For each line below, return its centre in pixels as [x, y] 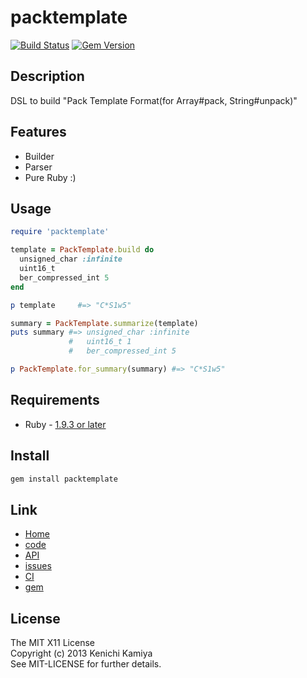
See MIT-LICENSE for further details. [86, 664]
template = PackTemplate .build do [82, 250]
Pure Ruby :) [50, 177]
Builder [39, 156]
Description [47, 76]
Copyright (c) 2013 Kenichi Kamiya [81, 653]
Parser [38, 167]
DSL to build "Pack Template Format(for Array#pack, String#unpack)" [154, 100]
